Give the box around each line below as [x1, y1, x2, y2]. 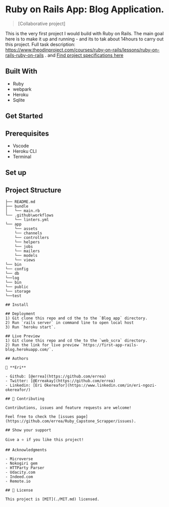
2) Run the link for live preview [5, 343, 79, 348]
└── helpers [14, 239, 40, 245]
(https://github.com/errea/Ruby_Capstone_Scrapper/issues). [5, 418, 137, 424]
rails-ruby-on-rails [5, 52, 44, 58]
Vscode [12, 142, 29, 149]
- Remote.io [5, 479, 31, 484]
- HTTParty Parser [5, 466, 45, 471]
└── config [5, 267, 29, 272]
